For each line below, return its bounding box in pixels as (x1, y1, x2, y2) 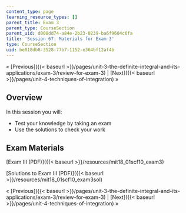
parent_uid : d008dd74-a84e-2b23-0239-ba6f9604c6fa (6, 31, 133, 36)
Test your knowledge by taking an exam (14, 119, 112, 127)
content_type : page (6, 8, 54, 15)
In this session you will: (6, 108, 62, 115)
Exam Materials (6, 142, 64, 153)
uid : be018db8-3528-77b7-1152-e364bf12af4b (6, 47, 115, 53)
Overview (6, 92, 43, 103)
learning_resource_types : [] (6, 14, 78, 20)
